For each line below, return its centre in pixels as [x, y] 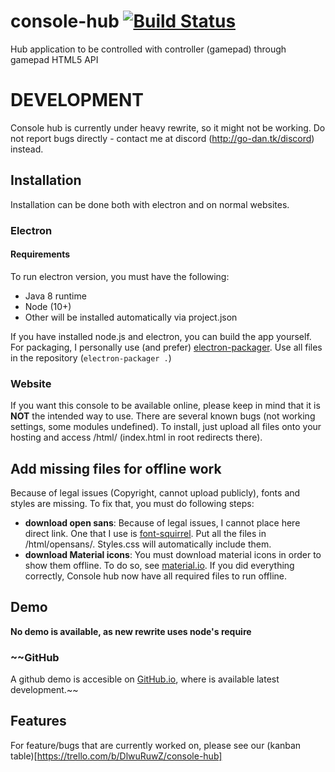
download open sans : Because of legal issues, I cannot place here [162, 522]
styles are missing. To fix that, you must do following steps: [132, 503]
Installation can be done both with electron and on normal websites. [150, 204]
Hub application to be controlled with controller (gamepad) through [148, 49]
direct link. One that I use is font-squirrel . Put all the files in [145, 533]
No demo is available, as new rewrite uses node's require [131, 631]
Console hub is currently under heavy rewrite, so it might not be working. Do [168, 127]
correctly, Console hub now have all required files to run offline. [155, 576]
